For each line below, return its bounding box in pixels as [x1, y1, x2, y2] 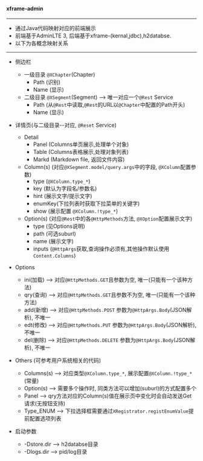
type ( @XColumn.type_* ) [33, 178, 91, 185]
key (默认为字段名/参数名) [33, 185, 97, 192]
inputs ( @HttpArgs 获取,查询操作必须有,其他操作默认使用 [33, 245, 170, 253]
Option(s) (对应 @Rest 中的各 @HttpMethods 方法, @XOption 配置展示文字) [24, 215, 193, 223]
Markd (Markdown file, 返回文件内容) [33, 156, 125, 163]
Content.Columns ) [33, 252, 76, 259]
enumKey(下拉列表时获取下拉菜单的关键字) [33, 200, 140, 208]
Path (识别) [33, 78, 61, 86]
